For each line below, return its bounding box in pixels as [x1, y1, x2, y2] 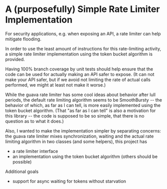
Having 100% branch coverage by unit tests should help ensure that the [5, 66, 153, 72]
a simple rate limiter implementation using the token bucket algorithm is [5, 51, 153, 57]
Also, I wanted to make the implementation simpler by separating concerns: [5, 127, 161, 133]
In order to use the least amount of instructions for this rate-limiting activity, [5, 45, 161, 51]
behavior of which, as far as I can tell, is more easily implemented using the [5, 102, 161, 108]
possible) [12, 158, 32, 164]
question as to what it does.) [5, 118, 64, 124]
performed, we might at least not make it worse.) [5, 81, 106, 88]
